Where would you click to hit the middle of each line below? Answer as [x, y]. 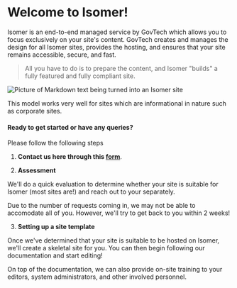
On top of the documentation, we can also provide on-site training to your [115, 270]
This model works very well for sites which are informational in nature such [117, 103]
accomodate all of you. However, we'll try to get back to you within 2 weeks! [119, 213]
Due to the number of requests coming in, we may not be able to [101, 206]
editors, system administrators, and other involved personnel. [97, 277]
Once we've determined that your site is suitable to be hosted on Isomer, [114, 240]
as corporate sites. [35, 111]
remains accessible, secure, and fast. [62, 55]
